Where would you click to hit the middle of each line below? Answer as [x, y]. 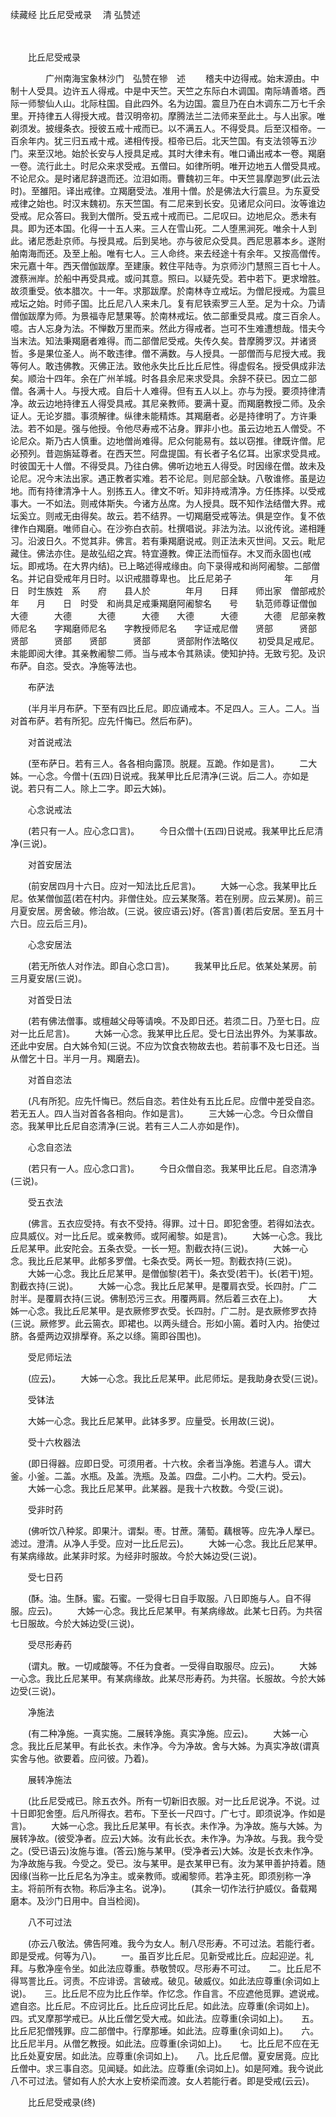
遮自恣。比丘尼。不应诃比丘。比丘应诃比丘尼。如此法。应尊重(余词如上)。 [160, 2006]
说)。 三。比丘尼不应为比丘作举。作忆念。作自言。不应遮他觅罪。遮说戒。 [167, 1993]
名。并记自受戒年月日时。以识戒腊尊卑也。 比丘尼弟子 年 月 [165, 578]
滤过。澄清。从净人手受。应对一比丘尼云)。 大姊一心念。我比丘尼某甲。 [166, 1543]
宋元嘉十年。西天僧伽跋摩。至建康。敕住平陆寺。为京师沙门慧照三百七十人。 [168, 266]
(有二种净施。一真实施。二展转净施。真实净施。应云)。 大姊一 [163, 1733]
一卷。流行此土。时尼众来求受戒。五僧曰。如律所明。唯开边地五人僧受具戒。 [168, 166]
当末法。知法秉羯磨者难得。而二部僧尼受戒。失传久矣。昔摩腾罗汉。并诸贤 [163, 341]
